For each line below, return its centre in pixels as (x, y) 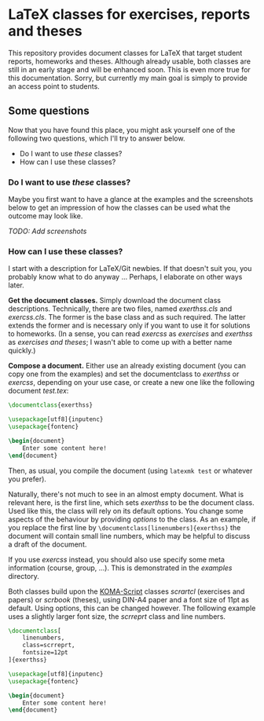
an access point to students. (54, 86)
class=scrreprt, (49, 646)
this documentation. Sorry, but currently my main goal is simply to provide (128, 78)
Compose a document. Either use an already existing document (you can (127, 366)
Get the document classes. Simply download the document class (115, 301)
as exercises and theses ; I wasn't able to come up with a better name (120, 342)
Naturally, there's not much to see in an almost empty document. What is (126, 494)
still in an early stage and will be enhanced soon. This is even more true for (130, 69)
